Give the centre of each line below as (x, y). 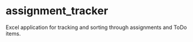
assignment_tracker (57, 11)
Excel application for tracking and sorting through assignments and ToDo (96, 27)
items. (13, 33)
